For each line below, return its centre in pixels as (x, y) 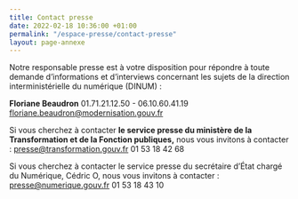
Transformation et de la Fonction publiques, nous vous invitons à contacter (149, 139)
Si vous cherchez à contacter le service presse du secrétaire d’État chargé (146, 166)
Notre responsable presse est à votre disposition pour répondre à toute (139, 68)
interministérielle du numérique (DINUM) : (86, 86)
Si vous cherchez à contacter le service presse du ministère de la (131, 131)
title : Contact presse (51, 17)
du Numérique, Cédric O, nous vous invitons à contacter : (114, 176)
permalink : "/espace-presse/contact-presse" (93, 34)
